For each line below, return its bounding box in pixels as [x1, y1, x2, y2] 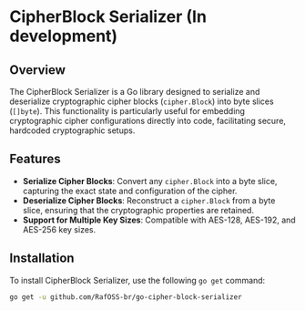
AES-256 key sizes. [22, 223, 97, 234]
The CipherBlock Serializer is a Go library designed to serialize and [9, 87, 260, 97]
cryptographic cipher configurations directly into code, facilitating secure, [9, 116, 287, 126]
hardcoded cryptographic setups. [9, 125, 136, 136]
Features [9, 151, 61, 167]
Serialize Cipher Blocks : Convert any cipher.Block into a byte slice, [22, 175, 278, 186]
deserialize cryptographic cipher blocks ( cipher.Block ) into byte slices [9, 96, 275, 107]
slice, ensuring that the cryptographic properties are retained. [22, 204, 255, 215]
